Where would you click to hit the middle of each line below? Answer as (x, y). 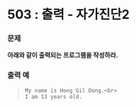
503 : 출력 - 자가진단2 (68, 15)
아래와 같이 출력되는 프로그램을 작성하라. (63, 55)
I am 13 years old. (53, 96)
